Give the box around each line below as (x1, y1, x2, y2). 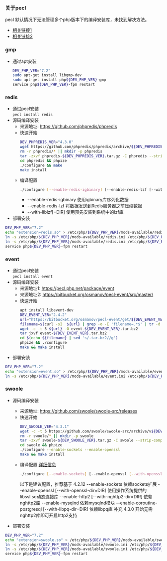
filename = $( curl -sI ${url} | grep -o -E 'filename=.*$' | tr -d (19, 321, 161, 327)
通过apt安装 (12, 58, 37, 64)
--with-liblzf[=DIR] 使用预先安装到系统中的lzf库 (27, 209, 124, 215)
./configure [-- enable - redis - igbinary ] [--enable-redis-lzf (19, 187, 147, 192)
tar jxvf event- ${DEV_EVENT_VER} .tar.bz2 (19, 331, 107, 336)
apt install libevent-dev (19, 308, 74, 313)
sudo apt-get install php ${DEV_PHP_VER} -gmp (12, 77, 106, 83)
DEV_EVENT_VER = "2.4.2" (19, 312, 67, 317)
